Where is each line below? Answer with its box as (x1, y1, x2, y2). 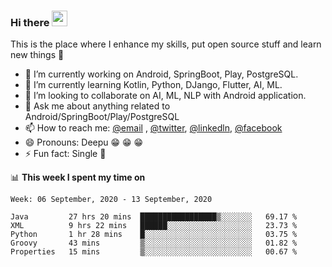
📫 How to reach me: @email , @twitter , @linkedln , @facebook (24, 122, 283, 134)
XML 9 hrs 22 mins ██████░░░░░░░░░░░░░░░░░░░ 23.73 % (10, 221, 298, 231)
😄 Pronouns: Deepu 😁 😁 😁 (24, 136, 144, 149)
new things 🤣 (10, 49, 65, 61)
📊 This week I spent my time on (10, 171, 146, 184)
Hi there (10, 15, 50, 29)
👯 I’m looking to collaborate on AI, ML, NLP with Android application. (24, 90, 307, 102)
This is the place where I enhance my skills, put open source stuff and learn (10, 38, 322, 50)
